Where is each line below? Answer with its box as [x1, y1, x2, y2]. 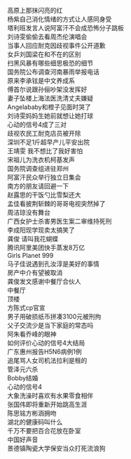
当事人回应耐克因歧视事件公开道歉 [7, 41, 106, 49]
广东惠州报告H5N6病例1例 [7, 347, 82, 356]
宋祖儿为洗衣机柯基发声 [7, 155, 75, 164]
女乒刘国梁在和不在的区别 [7, 50, 81, 58]
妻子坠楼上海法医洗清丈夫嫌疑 [7, 94, 93, 102]
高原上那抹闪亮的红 [7, 6, 63, 14]
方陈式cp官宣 [7, 304, 46, 311]
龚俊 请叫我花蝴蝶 [7, 235, 58, 243]
